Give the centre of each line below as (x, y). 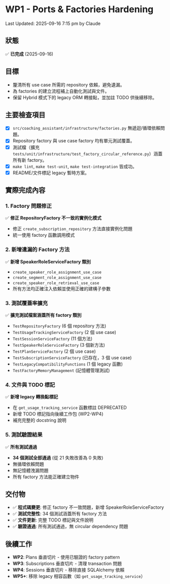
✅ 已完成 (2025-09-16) (29, 54)
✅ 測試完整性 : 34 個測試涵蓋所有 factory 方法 (60, 514)
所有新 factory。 (30, 160)
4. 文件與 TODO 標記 (30, 385)
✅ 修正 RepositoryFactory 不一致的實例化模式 (54, 218)
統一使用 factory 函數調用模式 (44, 235)
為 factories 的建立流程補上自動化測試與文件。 (61, 91)
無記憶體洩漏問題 (30, 470)
